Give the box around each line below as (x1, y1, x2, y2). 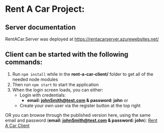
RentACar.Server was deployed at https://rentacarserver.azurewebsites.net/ (5, 36, 159, 42)
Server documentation (5, 23, 76, 32)
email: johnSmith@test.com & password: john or (27, 97, 129, 103)
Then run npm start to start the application (12, 81, 99, 87)
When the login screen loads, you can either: (12, 87, 103, 93)
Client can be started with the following (5, 50, 129, 59)
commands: (5, 58, 43, 66)
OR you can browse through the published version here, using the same (5, 112, 151, 118)
